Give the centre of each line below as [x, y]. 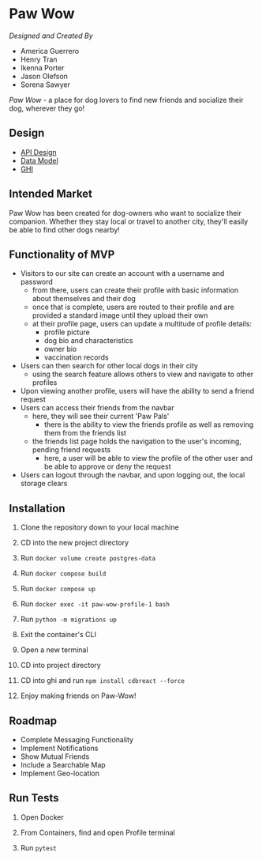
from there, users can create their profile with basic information [135, 290]
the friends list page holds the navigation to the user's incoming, [137, 441]
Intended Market [51, 194]
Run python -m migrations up [68, 619]
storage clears [44, 484]
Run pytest [39, 847]
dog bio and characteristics [88, 341]
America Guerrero [50, 51]
